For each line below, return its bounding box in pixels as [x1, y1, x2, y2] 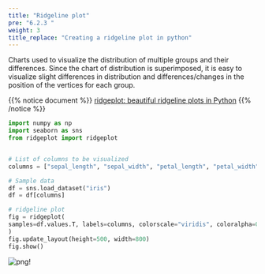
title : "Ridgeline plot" [8, 11, 90, 20]
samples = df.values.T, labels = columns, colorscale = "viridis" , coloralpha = [8, 220, 256, 228]
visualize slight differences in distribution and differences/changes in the [8, 72, 244, 81]
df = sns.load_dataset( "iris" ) [8, 184, 111, 192]
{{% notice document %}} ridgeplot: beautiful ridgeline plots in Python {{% [8, 96, 252, 105]
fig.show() [8, 242, 44, 250]
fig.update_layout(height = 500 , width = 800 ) [8, 235, 150, 243]
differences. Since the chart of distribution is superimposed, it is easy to [8, 64, 243, 73]
